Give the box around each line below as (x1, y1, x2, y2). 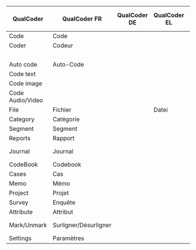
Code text (9, 70, 36, 78)
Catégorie (52, 115, 80, 123)
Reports (9, 134, 31, 142)
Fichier (52, 106, 72, 113)
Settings (9, 234, 32, 242)
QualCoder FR (62, 15, 102, 23)
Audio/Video (9, 96, 44, 104)
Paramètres (52, 234, 85, 242)
